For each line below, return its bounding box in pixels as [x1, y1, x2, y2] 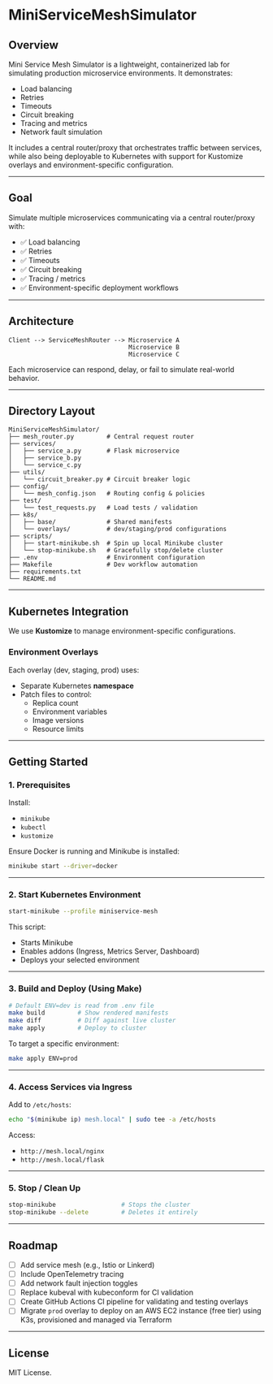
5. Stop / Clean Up [8, 1183, 81, 1194]
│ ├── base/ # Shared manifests [8, 518, 173, 526]
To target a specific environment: [8, 1039, 119, 1049]
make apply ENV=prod [8, 1054, 79, 1063]
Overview [8, 38, 59, 52]
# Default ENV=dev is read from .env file [8, 1001, 154, 1010]
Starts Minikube [19, 938, 73, 948]
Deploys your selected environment [19, 955, 140, 965]
